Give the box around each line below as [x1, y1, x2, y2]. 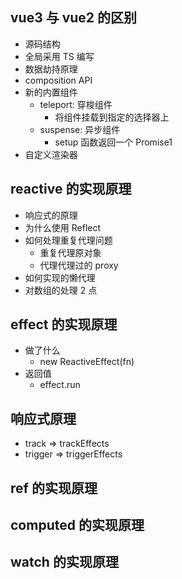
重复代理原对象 [39, 246, 102, 258]
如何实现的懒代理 [24, 271, 96, 283]
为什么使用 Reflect [24, 221, 102, 233]
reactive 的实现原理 [10, 181, 132, 198]
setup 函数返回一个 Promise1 [54, 136, 173, 148]
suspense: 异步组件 [39, 123, 121, 135]
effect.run [39, 379, 81, 391]
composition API [24, 74, 93, 86]
